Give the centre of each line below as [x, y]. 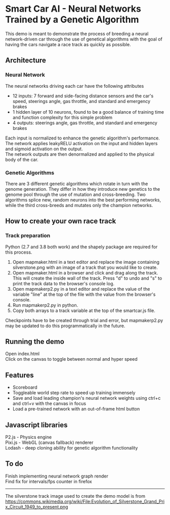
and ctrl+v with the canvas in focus [49, 403]
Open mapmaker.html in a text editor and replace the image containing [86, 262]
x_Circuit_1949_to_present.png [37, 507]
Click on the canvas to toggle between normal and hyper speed [71, 359]
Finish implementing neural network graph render [57, 476]
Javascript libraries [36, 425]
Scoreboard [25, 387]
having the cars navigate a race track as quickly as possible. [68, 44]
